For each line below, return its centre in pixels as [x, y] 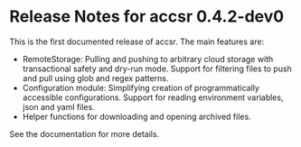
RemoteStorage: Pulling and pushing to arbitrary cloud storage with [148, 59]
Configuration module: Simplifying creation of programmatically [141, 87]
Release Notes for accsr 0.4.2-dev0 [147, 17]
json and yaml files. [58, 106]
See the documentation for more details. [85, 133]
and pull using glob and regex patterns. [95, 78]
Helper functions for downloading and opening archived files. [136, 116]
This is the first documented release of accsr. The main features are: [137, 41]
